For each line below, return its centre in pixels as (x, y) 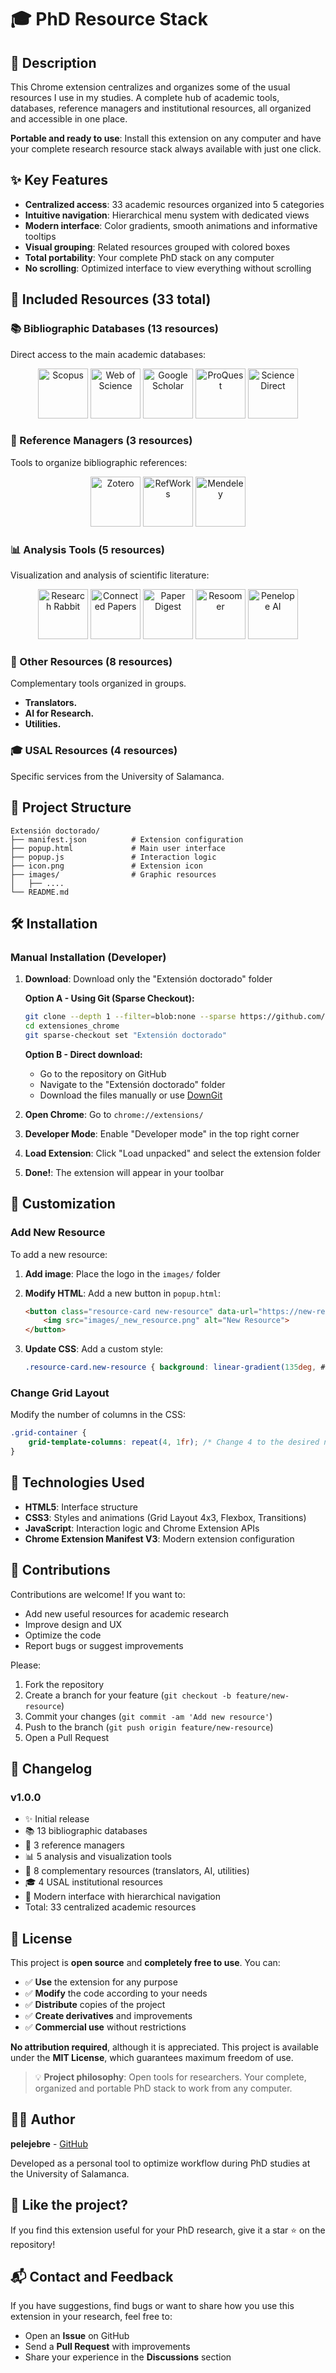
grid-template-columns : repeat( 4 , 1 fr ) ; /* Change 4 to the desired (174, 1442)
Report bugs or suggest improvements (104, 1645)
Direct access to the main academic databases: (108, 354)
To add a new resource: (59, 1254)
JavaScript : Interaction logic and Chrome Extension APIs (142, 1528)
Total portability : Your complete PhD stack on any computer (149, 257)
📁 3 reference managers (74, 1845)
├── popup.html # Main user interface (118, 848)
